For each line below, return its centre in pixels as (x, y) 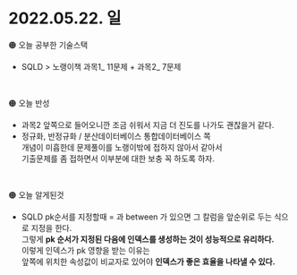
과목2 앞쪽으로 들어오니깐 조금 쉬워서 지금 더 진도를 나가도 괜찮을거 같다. (148, 125)
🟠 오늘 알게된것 (36, 194)
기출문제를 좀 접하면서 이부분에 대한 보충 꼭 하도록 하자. (118, 159)
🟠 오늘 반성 (29, 103)
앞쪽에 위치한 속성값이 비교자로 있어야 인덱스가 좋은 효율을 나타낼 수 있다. (148, 262)
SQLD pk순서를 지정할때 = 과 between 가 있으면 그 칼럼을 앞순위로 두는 (147, 217)
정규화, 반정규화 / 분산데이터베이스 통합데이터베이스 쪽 (116, 136)
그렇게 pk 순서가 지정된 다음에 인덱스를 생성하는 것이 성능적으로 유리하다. (148, 239)
